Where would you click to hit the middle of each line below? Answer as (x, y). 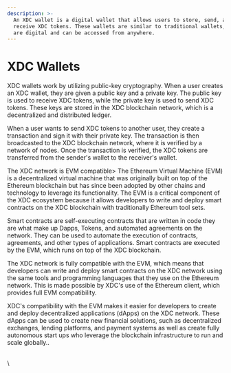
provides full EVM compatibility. (52, 292)
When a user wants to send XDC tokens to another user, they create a (106, 129)
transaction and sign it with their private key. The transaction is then (103, 136)
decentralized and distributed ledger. (59, 115)
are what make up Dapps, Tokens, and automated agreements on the (105, 228)
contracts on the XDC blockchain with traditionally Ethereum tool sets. (106, 208)
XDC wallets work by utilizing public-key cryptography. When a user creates (115, 86)
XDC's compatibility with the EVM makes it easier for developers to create (112, 306)
